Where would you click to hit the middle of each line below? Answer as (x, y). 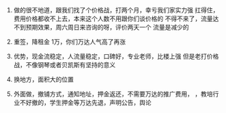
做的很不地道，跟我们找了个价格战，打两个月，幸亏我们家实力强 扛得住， (116, 10)
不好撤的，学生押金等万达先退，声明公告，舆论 (85, 102)
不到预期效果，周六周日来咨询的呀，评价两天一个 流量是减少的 (101, 27)
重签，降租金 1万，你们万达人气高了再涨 (70, 42)
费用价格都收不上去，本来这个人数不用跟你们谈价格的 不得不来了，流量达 (116, 18)
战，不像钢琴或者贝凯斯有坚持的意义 (65, 65)
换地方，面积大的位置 (43, 79)
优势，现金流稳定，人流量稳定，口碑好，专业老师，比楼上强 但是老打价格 (116, 56)
